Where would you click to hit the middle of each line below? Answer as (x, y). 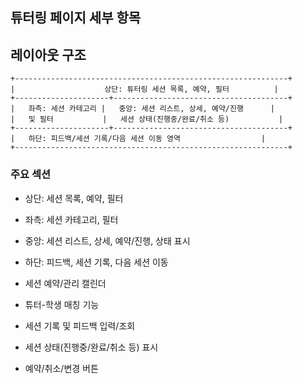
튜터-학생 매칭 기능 (62, 304)
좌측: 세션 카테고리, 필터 (71, 219)
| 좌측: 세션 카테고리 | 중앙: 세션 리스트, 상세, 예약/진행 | (143, 109)
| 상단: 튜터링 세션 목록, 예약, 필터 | (144, 89)
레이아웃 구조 (48, 54)
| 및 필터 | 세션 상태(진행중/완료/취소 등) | (147, 119)
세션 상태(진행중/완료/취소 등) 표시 (91, 347)
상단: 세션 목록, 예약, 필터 (74, 198)
